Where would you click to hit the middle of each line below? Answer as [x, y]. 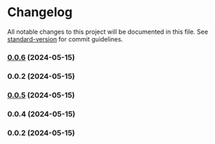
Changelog [40, 12]
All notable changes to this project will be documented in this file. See [108, 32]
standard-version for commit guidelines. [65, 39]
